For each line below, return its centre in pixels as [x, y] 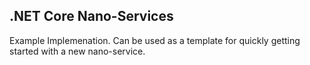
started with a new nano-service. [77, 51]
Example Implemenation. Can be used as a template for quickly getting [155, 40]
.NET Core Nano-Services [91, 16]
